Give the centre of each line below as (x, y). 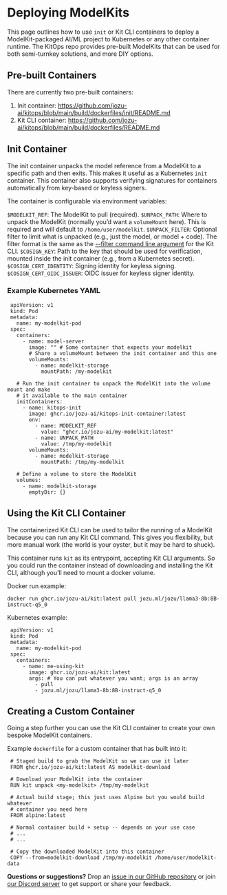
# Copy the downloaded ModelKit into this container (87, 852)
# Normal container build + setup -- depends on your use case (102, 828)
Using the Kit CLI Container (66, 513)
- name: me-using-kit (53, 666)
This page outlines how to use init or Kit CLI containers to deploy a (103, 32)
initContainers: (40, 401)
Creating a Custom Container (71, 712)
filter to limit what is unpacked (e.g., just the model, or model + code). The (112, 237)
